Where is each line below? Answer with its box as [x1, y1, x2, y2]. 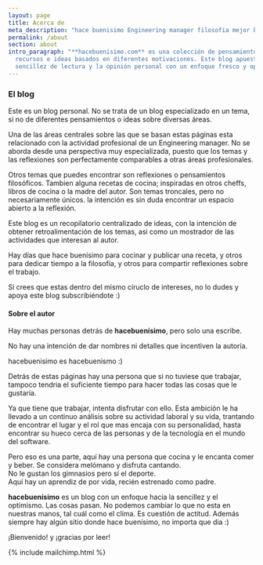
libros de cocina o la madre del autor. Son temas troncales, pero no [8, 187, 225, 196]
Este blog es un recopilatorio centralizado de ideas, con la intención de [8, 219, 237, 228]
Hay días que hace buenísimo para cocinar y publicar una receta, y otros [8, 250, 243, 260]
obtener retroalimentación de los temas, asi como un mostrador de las [8, 227, 235, 236]
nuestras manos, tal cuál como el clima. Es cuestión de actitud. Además [8, 509, 240, 519]
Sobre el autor [8, 308, 56, 318]
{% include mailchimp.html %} [8, 548, 106, 557]
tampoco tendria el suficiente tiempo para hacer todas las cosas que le [8, 380, 237, 389]
